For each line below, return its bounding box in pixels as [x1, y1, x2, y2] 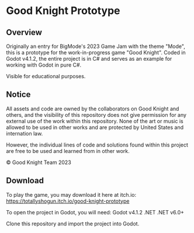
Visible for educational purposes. [6, 73, 86, 79]
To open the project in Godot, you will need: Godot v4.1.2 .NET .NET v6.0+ [6, 208, 185, 215]
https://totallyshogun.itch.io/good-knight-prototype [6, 197, 130, 204]
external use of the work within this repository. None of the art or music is [6, 117, 183, 124]
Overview [6, 27, 43, 37]
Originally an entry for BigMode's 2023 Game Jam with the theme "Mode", [6, 43, 185, 50]
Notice [6, 89, 31, 100]
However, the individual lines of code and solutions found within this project [6, 141, 189, 148]
